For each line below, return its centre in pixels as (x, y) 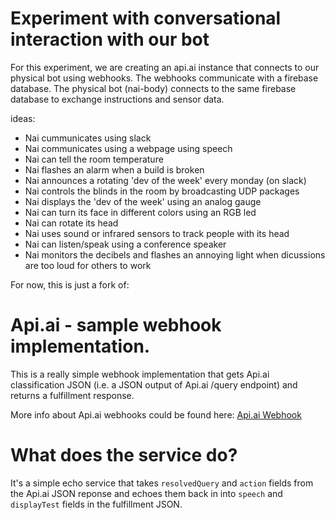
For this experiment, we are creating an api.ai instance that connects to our (165, 67)
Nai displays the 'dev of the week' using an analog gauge (143, 201)
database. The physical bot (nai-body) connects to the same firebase (153, 88)
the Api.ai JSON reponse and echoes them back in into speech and (146, 493)
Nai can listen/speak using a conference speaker (125, 244)
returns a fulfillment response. (72, 395)
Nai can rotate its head (71, 223)
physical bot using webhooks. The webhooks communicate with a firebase (164, 78)
